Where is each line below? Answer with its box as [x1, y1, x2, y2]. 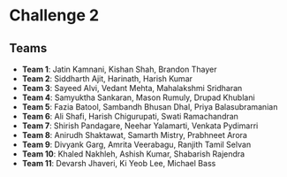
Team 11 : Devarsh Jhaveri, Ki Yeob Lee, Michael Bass [21, 158, 216, 168]
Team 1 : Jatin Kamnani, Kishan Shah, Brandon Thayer [21, 64, 217, 74]
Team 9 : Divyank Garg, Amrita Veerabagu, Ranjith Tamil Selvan [21, 139, 252, 150]
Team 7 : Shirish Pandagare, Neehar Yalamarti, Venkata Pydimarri [21, 120, 259, 131]
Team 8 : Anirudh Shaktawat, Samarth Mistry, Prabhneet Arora [21, 130, 247, 140]
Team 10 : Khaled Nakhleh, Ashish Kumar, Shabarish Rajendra [21, 149, 245, 159]
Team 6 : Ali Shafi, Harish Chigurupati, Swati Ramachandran [21, 112, 238, 121]
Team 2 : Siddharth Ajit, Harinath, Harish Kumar [21, 73, 193, 84]
